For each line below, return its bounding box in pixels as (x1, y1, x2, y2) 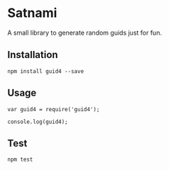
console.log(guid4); (7, 118, 69, 125)
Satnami (7, 5, 58, 21)
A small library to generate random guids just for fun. (7, 28, 162, 37)
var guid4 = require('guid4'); (7, 106, 100, 113)
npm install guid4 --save (7, 67, 84, 75)
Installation (7, 49, 58, 61)
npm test (7, 156, 33, 164)
